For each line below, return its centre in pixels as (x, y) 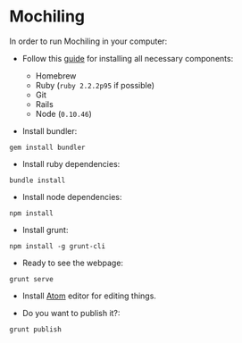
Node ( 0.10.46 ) (63, 113)
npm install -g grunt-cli (57, 246)
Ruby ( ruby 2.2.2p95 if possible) (95, 85)
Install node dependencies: (72, 197)
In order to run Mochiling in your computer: (88, 41)
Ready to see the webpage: (72, 263)
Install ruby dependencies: (71, 163)
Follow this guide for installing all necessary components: (128, 58)
